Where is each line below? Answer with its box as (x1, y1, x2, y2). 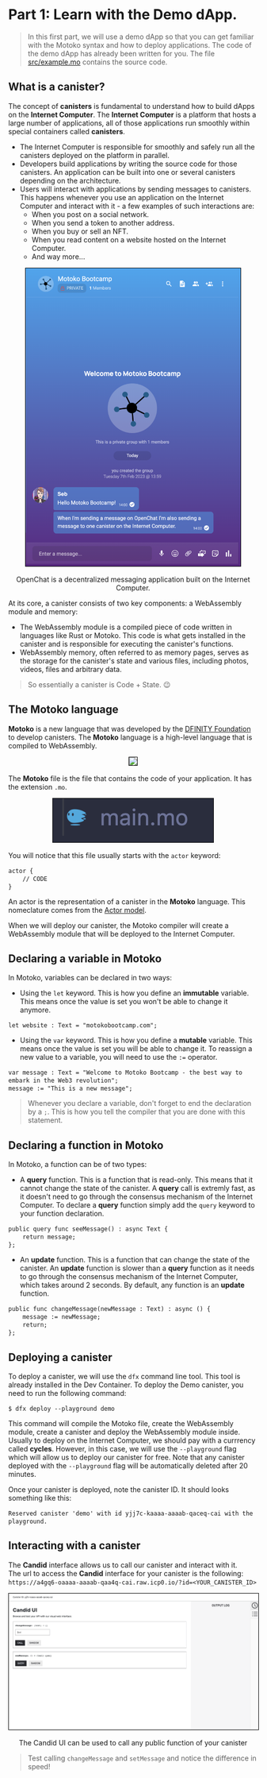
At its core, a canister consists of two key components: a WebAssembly (8, 598, 242, 608)
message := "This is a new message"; (8, 1084, 133, 1093)
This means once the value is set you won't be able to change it (19, 997, 228, 1007)
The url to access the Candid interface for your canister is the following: (8, 1568, 244, 1578)
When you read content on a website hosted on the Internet (31, 234, 227, 244)
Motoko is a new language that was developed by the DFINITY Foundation (8, 724, 251, 733)
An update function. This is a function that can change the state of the (19, 1255, 250, 1265)
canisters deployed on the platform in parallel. (19, 150, 170, 160)
